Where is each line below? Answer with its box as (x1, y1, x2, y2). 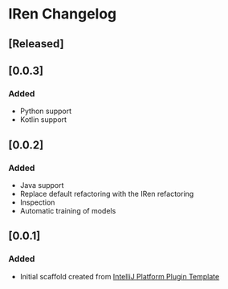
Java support (19, 180, 64, 189)
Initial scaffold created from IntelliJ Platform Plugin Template (19, 271, 220, 281)
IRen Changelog (8, 5, 117, 23)
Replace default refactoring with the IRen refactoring (19, 189, 194, 198)
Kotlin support (19, 115, 67, 124)
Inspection (19, 197, 55, 207)
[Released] (8, 37, 64, 51)
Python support (19, 106, 72, 116)
